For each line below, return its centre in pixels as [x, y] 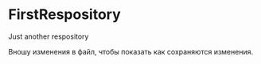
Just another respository [49, 36]
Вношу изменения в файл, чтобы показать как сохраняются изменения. [130, 51]
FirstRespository [64, 15]
